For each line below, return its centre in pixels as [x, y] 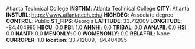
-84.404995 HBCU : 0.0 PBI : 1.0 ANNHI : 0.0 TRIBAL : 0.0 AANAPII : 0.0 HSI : [97, 27]
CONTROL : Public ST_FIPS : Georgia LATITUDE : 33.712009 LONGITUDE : [94, 21]
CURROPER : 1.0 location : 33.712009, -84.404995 [66, 40]
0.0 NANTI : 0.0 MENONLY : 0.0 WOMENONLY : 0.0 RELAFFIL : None [88, 34]
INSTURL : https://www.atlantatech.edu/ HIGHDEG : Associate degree [90, 15]
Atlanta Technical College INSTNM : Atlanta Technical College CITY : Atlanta [98, 9]
